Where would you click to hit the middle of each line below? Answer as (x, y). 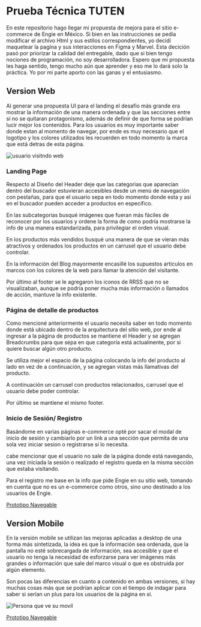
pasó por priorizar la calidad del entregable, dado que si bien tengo (89, 53)
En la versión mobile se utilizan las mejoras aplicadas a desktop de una (94, 538)
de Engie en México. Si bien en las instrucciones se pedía (105, 34)
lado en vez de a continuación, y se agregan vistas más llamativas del (92, 367)
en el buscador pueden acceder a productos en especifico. (79, 204)
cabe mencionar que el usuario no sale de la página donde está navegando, (100, 456)
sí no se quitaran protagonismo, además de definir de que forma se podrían (100, 118)
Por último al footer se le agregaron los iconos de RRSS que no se (88, 282)
